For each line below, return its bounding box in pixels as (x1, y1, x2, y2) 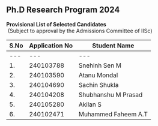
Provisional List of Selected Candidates (6, 20, 106, 28)
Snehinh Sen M (78, 61, 122, 70)
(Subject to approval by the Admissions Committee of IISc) (7, 27, 153, 34)
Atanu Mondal (78, 71, 118, 79)
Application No (29, 41, 73, 50)
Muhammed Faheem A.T (78, 110, 148, 118)
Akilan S (78, 100, 102, 109)
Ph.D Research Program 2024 (6, 5, 120, 15)
